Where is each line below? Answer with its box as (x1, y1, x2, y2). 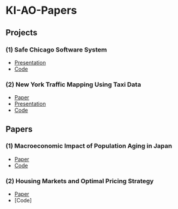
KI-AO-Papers (5, 4, 77, 17)
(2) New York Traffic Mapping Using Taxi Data (5, 80, 141, 89)
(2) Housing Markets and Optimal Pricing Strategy (5, 177, 154, 185)
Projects (5, 28, 38, 38)
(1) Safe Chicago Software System (5, 46, 107, 54)
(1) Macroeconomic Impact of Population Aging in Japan (5, 142, 172, 150)
